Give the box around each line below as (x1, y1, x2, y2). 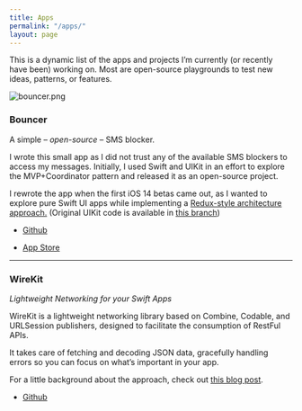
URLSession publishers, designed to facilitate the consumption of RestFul (9, 320, 281, 331)
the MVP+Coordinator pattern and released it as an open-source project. (9, 170, 279, 181)
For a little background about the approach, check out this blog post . (9, 374, 263, 385)
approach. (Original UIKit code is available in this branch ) (9, 207, 220, 218)
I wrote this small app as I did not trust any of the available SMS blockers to (9, 151, 288, 162)
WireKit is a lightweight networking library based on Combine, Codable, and (9, 310, 290, 321)
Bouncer (9, 113, 48, 126)
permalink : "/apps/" (9, 22, 87, 31)
